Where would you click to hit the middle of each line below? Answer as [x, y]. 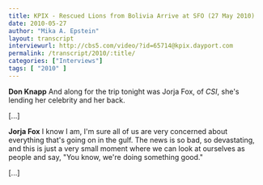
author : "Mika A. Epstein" [54, 31]
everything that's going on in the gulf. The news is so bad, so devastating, [131, 140]
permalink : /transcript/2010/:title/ [72, 53]
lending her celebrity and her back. [67, 100]
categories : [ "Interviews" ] [56, 61]
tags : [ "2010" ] [38, 69]
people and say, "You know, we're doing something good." [106, 157]
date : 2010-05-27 [38, 23]
